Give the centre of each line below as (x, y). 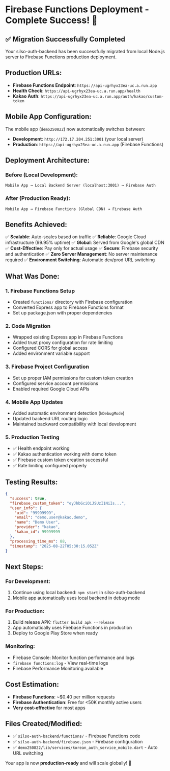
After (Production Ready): (38, 198)
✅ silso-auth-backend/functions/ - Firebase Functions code (76, 736)
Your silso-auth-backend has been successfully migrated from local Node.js (85, 51)
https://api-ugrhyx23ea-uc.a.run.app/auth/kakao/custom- (102, 96)
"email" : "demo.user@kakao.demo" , (51, 517)
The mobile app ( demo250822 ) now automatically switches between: (75, 129)
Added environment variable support (51, 353)
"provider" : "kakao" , (37, 527)
